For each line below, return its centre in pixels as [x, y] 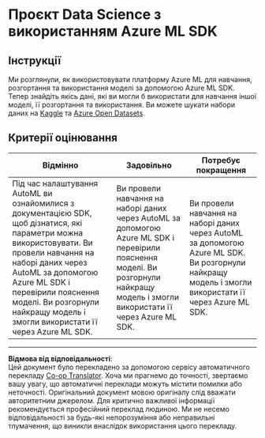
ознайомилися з [43, 203]
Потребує [221, 160]
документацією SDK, [52, 213]
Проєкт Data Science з [85, 15]
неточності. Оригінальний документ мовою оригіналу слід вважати [122, 392]
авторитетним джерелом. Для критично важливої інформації [112, 400]
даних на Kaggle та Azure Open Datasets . [77, 113]
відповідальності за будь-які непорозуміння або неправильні [112, 417]
